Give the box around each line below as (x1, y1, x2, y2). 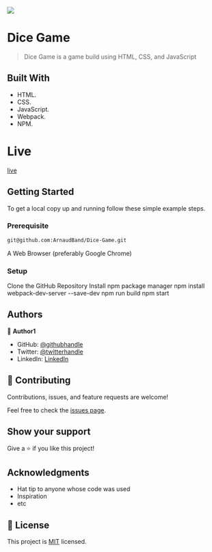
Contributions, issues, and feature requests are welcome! (7, 393, 169, 401)
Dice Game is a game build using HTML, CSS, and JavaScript (23, 52, 197, 61)
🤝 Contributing (7, 375, 71, 386)
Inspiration (16, 492, 47, 501)
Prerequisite (7, 221, 49, 231)
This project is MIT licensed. (7, 538, 87, 546)
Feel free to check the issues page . (7, 406, 106, 414)
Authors (7, 308, 43, 321)
